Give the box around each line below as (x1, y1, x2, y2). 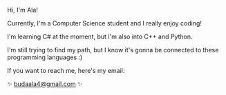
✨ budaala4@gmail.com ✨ (7, 80, 83, 88)
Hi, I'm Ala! (7, 6, 38, 14)
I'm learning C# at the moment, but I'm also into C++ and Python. (7, 32, 193, 41)
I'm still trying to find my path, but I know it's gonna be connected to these (7, 46, 219, 54)
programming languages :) (7, 53, 83, 61)
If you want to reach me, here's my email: (7, 67, 125, 74)
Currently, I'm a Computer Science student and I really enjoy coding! (7, 19, 203, 27)
